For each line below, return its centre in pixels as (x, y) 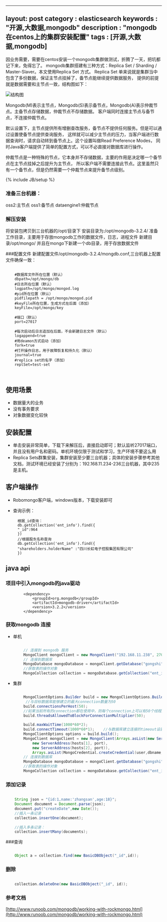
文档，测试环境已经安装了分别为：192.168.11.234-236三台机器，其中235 (86, 464)
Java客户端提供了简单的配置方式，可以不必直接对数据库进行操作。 (78, 146)
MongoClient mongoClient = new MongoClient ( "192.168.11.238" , (89, 655)
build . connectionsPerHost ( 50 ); (56, 706)
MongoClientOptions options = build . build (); (71, 734)
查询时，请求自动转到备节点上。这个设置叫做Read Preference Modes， (82, 140)
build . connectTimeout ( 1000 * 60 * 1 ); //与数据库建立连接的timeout (90, 729)
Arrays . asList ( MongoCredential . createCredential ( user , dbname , (98, 752)
